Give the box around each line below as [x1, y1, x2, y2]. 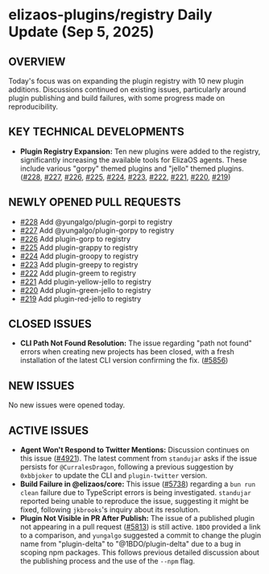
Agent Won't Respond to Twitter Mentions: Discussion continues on [19, 445, 250, 455]
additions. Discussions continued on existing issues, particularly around [8, 85, 246, 94]
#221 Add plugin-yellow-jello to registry [19, 276, 151, 287]
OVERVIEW [8, 55, 66, 68]
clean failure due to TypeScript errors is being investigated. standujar [19, 488, 251, 498]
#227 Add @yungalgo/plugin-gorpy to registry [19, 225, 175, 235]
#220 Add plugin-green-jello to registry [19, 285, 151, 295]
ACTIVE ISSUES [8, 423, 89, 437]
